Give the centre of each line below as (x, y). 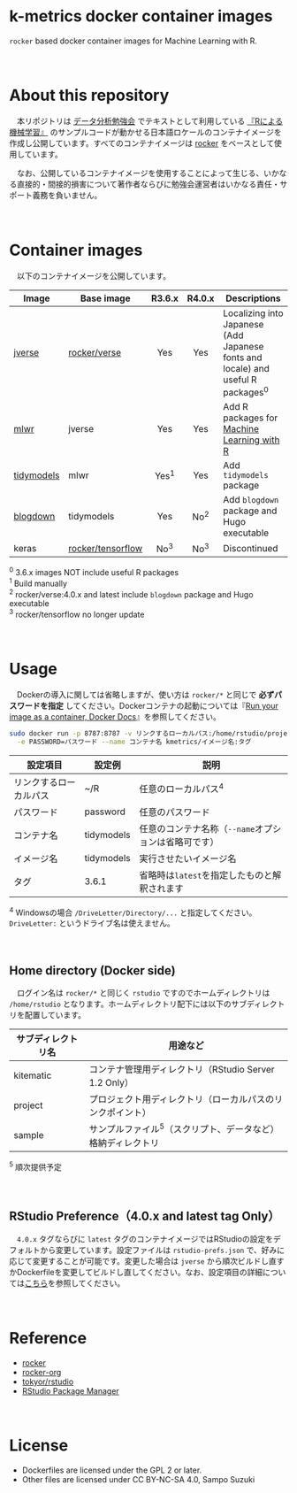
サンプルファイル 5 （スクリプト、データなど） (184, 1128)
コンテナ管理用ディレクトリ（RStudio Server (182, 1070)
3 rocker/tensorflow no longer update (77, 614)
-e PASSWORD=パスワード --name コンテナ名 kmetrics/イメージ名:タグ (134, 742)
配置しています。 (55, 1015)
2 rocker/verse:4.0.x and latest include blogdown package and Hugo (131, 593)
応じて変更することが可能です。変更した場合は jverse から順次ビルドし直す (147, 1261)
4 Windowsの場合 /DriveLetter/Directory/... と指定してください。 (133, 912)
